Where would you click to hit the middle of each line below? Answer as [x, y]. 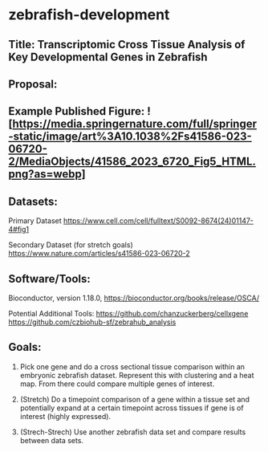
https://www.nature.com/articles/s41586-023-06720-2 [99, 254]
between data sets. [52, 440]
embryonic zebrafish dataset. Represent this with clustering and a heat [137, 375]
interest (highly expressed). [65, 416]
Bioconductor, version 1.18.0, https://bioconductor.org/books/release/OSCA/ [134, 298]
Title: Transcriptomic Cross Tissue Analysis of [127, 45]
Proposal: [33, 84]
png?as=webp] [47, 174]
